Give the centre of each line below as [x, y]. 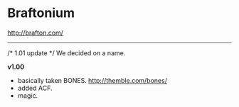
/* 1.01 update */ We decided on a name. [67, 53]
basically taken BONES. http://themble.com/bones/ [92, 80]
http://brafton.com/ [36, 33]
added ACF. [35, 88]
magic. [27, 95]
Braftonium [41, 13]
